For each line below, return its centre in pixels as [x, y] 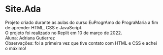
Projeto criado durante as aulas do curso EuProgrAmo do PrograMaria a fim [82, 22]
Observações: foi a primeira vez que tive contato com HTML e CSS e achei [81, 43]
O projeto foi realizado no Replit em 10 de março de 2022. [64, 33]
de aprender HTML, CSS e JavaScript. [44, 27]
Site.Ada [23, 9]
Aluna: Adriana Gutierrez [30, 38]
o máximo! [16, 48]
